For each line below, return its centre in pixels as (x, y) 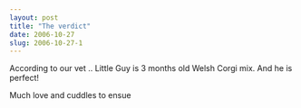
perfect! (24, 78)
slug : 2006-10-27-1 (46, 43)
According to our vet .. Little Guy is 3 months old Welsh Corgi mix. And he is (151, 68)
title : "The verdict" (50, 26)
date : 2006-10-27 (42, 34)
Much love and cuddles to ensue (70, 95)
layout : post (34, 18)
